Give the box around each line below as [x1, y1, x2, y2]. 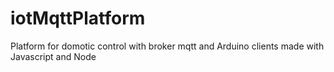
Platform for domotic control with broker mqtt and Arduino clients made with [10, 40, 325, 52]
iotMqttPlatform [10, 7, 146, 30]
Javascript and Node [10, 50, 97, 62]
